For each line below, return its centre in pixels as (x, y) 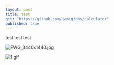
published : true (22, 24)
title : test (18, 14)
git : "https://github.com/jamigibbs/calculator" (57, 19)
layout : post (19, 10)
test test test (18, 38)
